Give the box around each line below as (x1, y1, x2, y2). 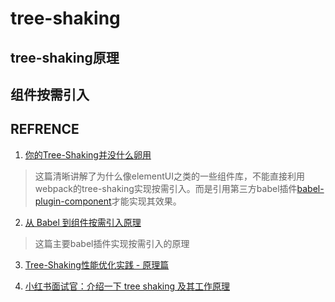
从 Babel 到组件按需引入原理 (24, 216, 142, 228)
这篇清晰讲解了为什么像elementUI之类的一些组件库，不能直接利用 (34, 170, 305, 182)
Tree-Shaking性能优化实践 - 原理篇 (24, 258, 170, 271)
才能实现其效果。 (111, 195, 182, 207)
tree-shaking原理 (10, 49, 120, 66)
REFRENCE (10, 121, 80, 138)
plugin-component (34, 195, 112, 207)
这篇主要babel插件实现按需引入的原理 (34, 237, 190, 249)
